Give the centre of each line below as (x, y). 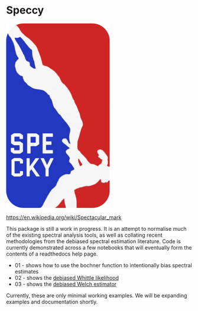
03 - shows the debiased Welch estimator (66, 284)
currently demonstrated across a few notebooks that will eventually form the (99, 247)
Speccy (25, 10)
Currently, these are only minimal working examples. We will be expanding (97, 295)
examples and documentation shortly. (52, 302)
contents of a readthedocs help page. (52, 254)
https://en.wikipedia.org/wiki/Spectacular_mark (64, 217)
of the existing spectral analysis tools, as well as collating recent (84, 235)
